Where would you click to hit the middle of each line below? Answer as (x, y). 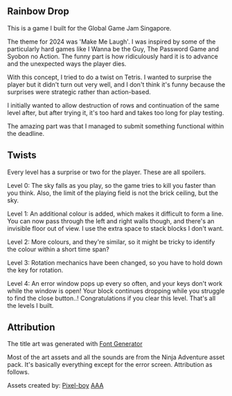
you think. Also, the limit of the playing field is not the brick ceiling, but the (113, 193)
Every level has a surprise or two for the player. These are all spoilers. (107, 172)
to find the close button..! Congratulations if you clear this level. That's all (111, 298)
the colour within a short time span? (58, 249)
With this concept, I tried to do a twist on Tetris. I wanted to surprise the (109, 77)
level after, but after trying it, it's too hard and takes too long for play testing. (116, 112)
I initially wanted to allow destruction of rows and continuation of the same (113, 105)
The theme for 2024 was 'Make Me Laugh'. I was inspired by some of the (111, 42)
